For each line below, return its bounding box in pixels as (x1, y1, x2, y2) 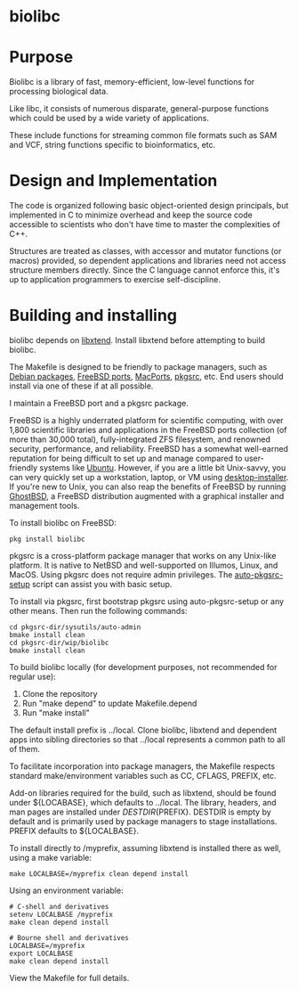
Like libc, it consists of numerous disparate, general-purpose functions (9, 103, 270, 114)
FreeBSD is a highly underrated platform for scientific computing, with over (9, 415, 284, 425)
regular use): (9, 671, 56, 682)
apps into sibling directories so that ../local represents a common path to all (9, 734, 286, 745)
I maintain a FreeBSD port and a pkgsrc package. (9, 398, 189, 408)
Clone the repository (21, 689, 98, 699)
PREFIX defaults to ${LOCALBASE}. (9, 826, 140, 836)
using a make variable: (9, 853, 92, 863)
